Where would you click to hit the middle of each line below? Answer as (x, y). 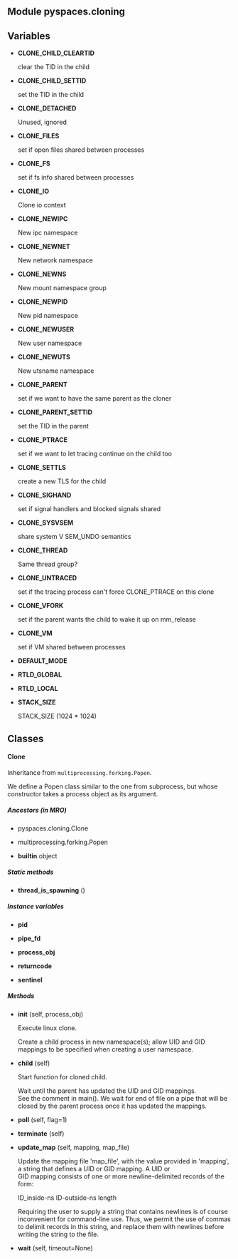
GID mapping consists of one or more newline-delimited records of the (121, 1176)
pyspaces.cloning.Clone (53, 828)
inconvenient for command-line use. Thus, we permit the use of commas (124, 1219)
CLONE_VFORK (40, 606)
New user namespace (50, 343)
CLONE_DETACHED (47, 108)
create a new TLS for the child (62, 481)
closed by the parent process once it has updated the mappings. (112, 1106)
